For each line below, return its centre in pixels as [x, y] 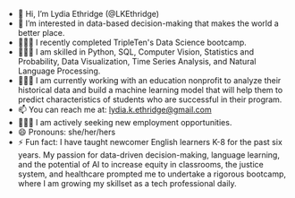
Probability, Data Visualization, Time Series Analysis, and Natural [137, 61]
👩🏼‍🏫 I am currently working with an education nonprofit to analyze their [149, 80]
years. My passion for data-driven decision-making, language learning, [148, 155]
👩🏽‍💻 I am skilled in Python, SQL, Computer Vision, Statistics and [136, 52]
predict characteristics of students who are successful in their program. [150, 99]
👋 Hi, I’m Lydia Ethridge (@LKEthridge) [88, 14]
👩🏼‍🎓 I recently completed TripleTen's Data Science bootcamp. [132, 42]
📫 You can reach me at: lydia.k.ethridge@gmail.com [114, 109]
